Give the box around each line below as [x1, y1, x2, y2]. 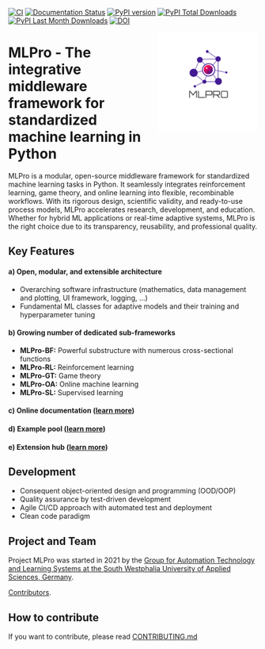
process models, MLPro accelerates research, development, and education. [8, 205, 256, 214]
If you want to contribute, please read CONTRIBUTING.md [8, 632, 198, 641]
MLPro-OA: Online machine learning [19, 379, 139, 389]
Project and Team [8, 534, 97, 547]
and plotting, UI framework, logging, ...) [19, 293, 148, 302]
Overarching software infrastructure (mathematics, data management [19, 284, 247, 294]
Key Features [8, 244, 75, 258]
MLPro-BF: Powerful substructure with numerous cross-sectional [19, 345, 233, 355]
